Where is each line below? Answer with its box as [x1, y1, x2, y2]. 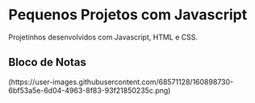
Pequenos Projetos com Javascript [8, 6, 248, 24]
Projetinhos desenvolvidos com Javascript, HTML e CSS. [8, 32, 198, 42]
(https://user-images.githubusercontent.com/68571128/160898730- [8, 76, 234, 86]
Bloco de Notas [8, 56, 87, 69]
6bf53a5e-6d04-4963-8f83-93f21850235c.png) [8, 85, 171, 95]
